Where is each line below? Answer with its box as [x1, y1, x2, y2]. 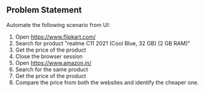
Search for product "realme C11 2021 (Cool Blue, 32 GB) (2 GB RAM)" [15, 39, 190, 47]
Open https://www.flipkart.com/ [15, 33, 96, 40]
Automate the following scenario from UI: [6, 21, 110, 28]
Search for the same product [15, 66, 88, 73]
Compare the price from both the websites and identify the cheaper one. [15, 79, 199, 86]
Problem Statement [6, 5, 82, 15]
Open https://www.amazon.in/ [15, 59, 92, 66]
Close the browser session [15, 52, 83, 60]
